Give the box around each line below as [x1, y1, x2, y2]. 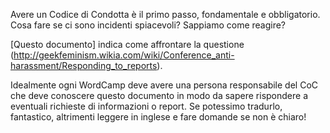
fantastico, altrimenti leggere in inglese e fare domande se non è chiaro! [10, 111, 307, 123]
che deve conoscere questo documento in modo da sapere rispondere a [10, 90, 308, 101]
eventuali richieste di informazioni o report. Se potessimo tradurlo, [10, 100, 283, 112]
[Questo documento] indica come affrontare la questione [10, 39, 245, 50]
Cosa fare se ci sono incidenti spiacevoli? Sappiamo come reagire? [10, 19, 287, 31]
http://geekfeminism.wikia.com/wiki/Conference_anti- [13, 49, 235, 61]
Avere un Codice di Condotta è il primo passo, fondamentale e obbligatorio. [10, 9, 321, 20]
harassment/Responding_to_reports [10, 60, 158, 71]
